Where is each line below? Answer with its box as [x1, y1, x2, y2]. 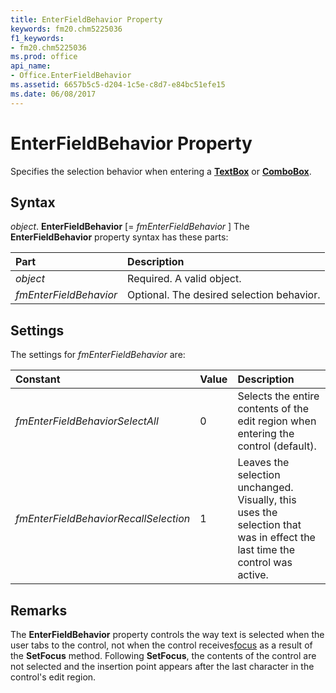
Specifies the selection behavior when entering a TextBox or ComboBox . [10, 165, 312, 177]
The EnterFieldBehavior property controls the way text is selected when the [10, 629, 325, 640]
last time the [237, 543, 295, 557]
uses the [237, 506, 278, 520]
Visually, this [237, 493, 297, 507]
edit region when [237, 414, 317, 428]
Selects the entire [237, 389, 320, 403]
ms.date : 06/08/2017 [10, 89, 97, 99]
